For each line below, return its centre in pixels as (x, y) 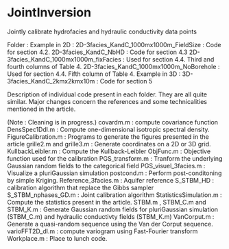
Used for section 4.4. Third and (170, 59)
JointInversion (49, 13)
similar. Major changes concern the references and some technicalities (107, 101)
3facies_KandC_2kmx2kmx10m (51, 81)
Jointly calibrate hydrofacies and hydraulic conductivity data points (102, 31)
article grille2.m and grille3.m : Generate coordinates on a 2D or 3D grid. (109, 144)
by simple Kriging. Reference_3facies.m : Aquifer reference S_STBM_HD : (111, 180)
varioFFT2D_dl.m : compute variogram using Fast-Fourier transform (103, 231)
